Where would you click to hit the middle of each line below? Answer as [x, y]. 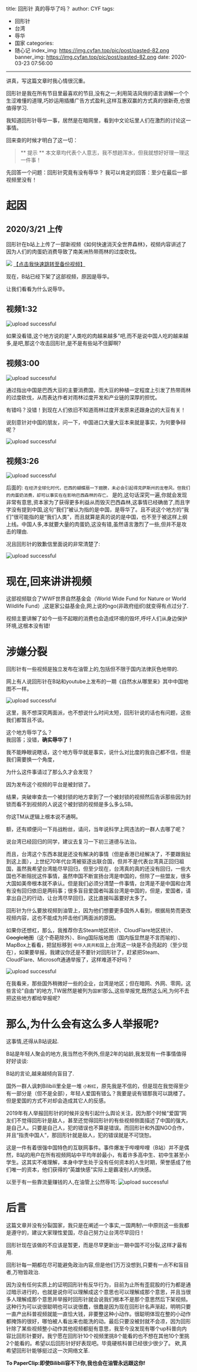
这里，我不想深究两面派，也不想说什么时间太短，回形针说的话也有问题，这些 [98, 713]
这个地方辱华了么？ [29, 732]
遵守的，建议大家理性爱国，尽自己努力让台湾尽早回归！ [78, 1232]
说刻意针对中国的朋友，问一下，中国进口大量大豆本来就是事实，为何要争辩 [96, 422]
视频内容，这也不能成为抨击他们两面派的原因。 [62, 918]
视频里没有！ [21, 180]
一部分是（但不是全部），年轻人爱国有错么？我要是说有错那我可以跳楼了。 [100, 1093]
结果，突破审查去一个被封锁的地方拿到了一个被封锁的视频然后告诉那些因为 [96, 797]
